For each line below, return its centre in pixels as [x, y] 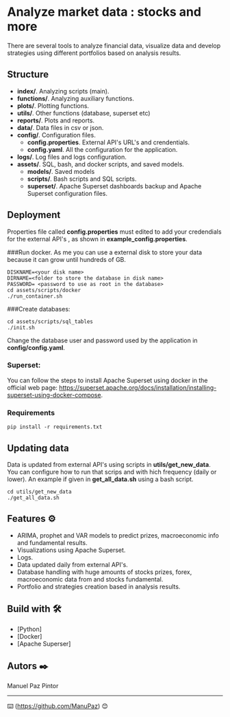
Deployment [34, 215]
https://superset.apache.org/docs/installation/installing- [138, 387]
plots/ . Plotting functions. [53, 106]
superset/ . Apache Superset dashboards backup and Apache [114, 186]
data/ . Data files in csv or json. [60, 127]
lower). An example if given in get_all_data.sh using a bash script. [100, 479]
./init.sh [21, 327]
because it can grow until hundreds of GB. [67, 259]
